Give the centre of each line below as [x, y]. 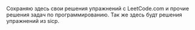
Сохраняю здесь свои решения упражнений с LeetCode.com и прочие [98, 9]
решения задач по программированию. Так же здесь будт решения [94, 15]
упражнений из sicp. [33, 21]
